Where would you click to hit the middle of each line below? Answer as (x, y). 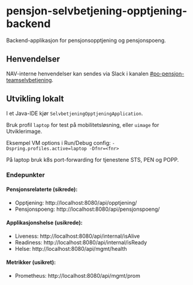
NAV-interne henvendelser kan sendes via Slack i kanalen (77, 74)
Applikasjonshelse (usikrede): (44, 223)
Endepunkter (25, 175)
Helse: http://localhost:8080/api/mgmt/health (71, 248)
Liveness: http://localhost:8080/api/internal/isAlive (77, 236)
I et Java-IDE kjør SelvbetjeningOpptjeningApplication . (75, 113)
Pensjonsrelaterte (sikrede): (42, 189)
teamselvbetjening (29, 80)
